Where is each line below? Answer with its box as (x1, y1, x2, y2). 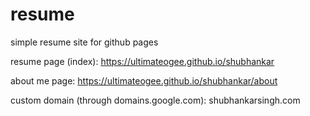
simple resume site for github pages (10, 36, 159, 48)
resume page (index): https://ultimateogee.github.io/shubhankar (10, 55, 275, 67)
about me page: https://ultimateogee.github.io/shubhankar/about (10, 74, 278, 87)
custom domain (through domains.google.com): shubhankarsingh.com (10, 94, 301, 106)
